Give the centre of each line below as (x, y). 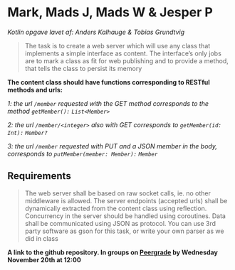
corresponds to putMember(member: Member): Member (83, 153)
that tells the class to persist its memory (83, 68)
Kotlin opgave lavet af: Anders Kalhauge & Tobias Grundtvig (96, 32)
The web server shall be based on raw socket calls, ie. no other (118, 193)
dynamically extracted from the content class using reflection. (116, 208)
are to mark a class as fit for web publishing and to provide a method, (127, 60)
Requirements (39, 176)
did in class (41, 238)
